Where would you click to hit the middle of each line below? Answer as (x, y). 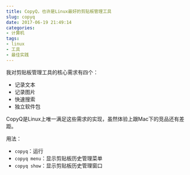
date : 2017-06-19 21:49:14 (39, 22)
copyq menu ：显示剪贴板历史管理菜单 (58, 158)
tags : (13, 38)
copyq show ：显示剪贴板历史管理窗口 (58, 165)
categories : (20, 28)
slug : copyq (20, 17)
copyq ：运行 (29, 151)
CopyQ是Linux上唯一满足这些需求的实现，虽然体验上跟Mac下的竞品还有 (93, 119)
